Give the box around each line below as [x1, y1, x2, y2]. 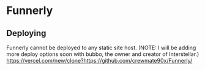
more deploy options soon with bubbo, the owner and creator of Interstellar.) [6, 51, 199, 58]
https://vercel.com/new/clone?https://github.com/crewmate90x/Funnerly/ [6, 57, 193, 64]
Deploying [6, 28, 47, 38]
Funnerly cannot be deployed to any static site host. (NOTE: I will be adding [6, 44, 196, 51]
